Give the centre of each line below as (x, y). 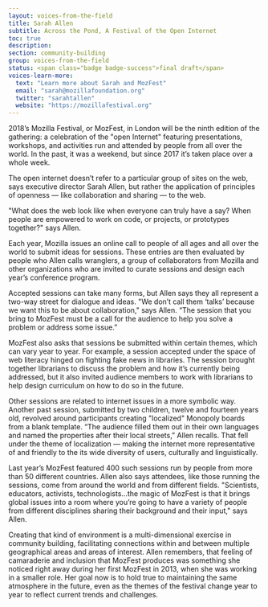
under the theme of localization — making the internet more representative (132, 444)
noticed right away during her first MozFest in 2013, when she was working (132, 569)
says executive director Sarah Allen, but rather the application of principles (132, 187)
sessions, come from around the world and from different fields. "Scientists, (134, 485)
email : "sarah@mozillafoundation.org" (81, 90)
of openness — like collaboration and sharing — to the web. (107, 195)
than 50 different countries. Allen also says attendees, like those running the (134, 477)
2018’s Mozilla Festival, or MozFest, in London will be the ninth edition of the (134, 129)
